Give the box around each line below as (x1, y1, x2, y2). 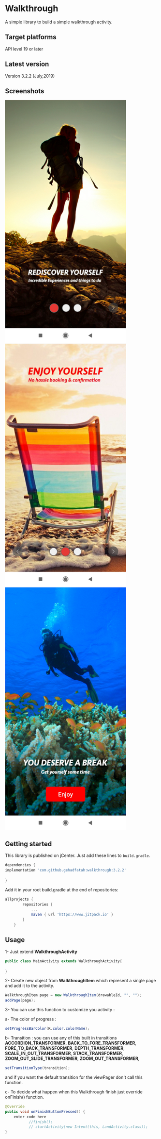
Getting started (5, 839, 52, 848)
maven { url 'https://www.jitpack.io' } (30, 912, 114, 917)
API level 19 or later (5, 46, 44, 51)
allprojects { (5, 897, 34, 902)
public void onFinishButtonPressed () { (5, 1109, 86, 1114)
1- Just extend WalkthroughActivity (5, 949, 77, 955)
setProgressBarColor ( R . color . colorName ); (5, 1026, 90, 1031)
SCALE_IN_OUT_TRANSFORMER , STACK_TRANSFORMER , (5, 1051, 123, 1056)
